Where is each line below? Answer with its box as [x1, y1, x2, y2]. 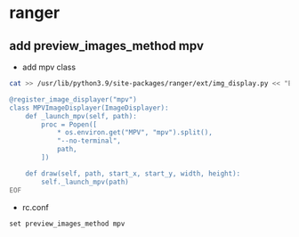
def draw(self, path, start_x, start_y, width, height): [25, 168, 241, 178]
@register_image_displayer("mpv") [9, 94, 138, 104]
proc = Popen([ [41, 119, 98, 129]
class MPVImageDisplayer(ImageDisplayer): [9, 103, 169, 112]
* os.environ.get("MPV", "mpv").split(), [56, 128, 214, 137]
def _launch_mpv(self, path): [25, 111, 138, 120]
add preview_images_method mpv [9, 38, 205, 53]
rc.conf [21, 201, 49, 212]
